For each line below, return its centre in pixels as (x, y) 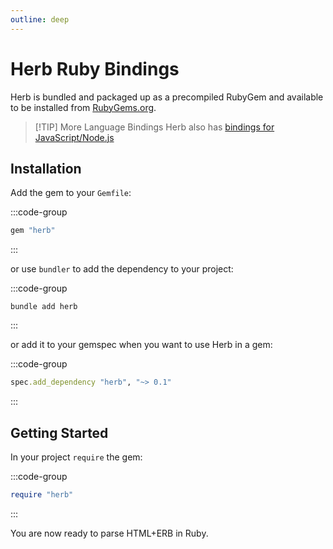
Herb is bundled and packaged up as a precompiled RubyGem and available (167, 97)
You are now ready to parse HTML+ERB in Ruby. (109, 533)
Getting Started (59, 432)
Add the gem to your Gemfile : (71, 193)
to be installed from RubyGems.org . (83, 107)
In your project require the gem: (76, 457)
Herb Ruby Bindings (95, 68)
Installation (46, 168)
